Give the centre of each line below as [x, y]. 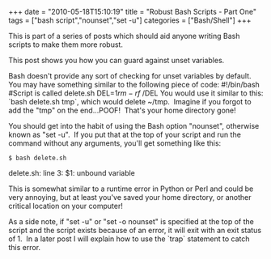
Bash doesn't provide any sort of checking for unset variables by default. [130, 76]
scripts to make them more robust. [66, 45]
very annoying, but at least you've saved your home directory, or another [130, 197]
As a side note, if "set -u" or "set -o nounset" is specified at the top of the [131, 221]
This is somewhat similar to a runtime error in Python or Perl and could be [131, 189]
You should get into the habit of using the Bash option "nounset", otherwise [134, 126]
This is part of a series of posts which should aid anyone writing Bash [124, 36]
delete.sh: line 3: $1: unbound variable [72, 173]
